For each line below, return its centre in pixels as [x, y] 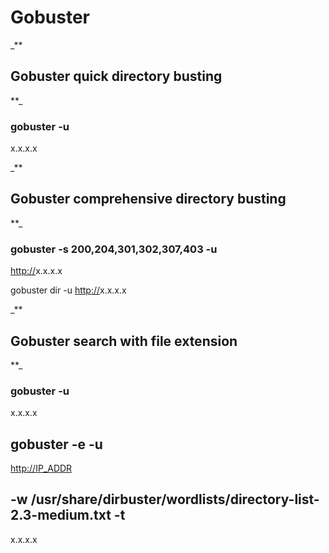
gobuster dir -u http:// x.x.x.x [68, 290]
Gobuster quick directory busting [116, 76]
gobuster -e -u [56, 444]
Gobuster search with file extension [124, 341]
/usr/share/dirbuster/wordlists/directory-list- [175, 499]
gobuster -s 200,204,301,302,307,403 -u [114, 249]
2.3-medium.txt [61, 515]
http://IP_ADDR [41, 468]
